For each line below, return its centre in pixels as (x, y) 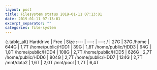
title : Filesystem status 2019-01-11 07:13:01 (54, 14)
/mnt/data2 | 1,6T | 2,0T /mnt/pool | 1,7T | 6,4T (52, 63)
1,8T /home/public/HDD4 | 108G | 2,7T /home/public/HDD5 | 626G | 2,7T (79, 52)
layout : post (18, 10)
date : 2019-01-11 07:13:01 (33, 19)
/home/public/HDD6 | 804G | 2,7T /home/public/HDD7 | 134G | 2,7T (74, 57)
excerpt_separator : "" (28, 23)
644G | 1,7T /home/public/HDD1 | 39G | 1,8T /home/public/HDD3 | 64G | (78, 47)
